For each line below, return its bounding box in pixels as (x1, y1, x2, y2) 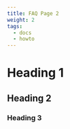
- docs (13, 29, 32, 36)
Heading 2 (7, 92, 52, 104)
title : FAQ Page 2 (7, 10, 59, 17)
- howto (13, 36, 35, 43)
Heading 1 (7, 65, 65, 81)
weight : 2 (7, 16, 35, 23)
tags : (7, 23, 22, 30)
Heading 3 (7, 113, 42, 122)
